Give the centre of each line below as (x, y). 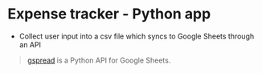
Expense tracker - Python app (109, 14)
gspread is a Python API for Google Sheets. (99, 60)
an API (30, 44)
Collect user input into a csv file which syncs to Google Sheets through (137, 36)
